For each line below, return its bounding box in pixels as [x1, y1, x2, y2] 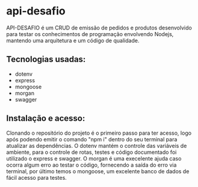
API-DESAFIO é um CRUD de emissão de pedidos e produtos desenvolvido [6, 24, 193, 31]
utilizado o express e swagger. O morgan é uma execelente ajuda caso [6, 155, 182, 162]
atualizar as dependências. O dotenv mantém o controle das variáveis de [6, 142, 187, 149]
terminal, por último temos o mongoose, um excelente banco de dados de [6, 167, 190, 175]
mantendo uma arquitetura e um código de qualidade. [6, 37, 140, 44]
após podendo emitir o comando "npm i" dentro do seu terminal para [6, 135, 178, 143]
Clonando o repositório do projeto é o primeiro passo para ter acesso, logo [6, 129, 191, 136]
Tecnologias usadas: [6, 54, 86, 64]
